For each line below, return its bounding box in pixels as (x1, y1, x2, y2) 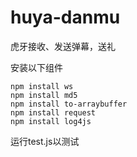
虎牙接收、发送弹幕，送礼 (10, 40, 116, 52)
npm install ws (10, 81, 74, 91)
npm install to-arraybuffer (10, 99, 128, 109)
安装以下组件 (10, 61, 63, 73)
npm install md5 (10, 90, 78, 100)
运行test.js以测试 (10, 135, 80, 147)
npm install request (10, 107, 97, 118)
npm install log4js (10, 116, 92, 126)
